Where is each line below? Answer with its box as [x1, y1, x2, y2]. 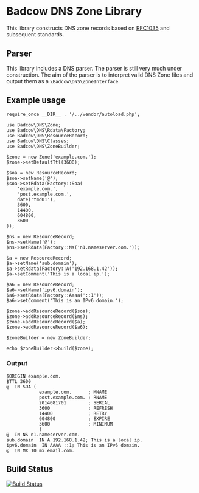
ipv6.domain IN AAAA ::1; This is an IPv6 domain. [6, 442, 140, 448]
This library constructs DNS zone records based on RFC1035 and [6, 24, 170, 32]
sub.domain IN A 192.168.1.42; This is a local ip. [6, 436, 143, 443]
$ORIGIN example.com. [6, 373, 61, 379]
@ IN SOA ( [6, 384, 37, 390]
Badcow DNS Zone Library [6, 4, 142, 18]
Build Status [6, 464, 54, 475]
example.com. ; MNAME [38, 389, 108, 395]
